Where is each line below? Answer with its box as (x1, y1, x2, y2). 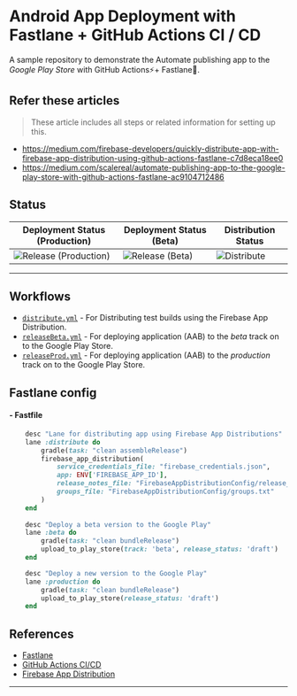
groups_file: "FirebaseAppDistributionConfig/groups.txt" (56, 487, 275, 497)
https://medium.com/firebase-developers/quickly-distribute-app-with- (21, 143, 280, 154)
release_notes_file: (56, 479, 133, 488)
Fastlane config (9, 385, 97, 400)
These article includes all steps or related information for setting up (30, 117, 276, 128)
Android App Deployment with (9, 6, 236, 27)
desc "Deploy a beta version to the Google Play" (25, 520, 212, 529)
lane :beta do (25, 529, 77, 537)
